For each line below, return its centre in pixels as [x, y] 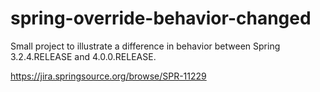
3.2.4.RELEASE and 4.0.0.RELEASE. [83, 56]
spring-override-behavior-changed [161, 18]
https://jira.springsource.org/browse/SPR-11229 [108, 76]
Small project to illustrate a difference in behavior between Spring [145, 46]
